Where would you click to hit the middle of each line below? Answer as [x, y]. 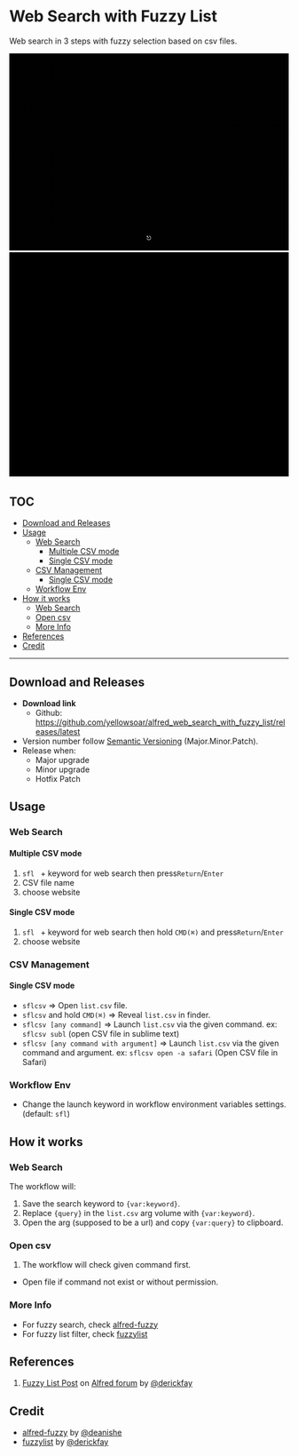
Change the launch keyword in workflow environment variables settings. [154, 1104]
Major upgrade [63, 760]
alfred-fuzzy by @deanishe [72, 1433]
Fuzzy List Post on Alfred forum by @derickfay [107, 1383]
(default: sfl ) [46, 1114]
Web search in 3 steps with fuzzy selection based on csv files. [123, 41]
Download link [49, 704]
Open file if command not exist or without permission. [120, 1282]
